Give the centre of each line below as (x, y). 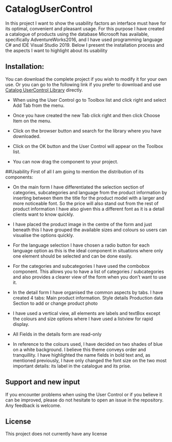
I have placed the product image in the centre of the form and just (82, 224)
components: (19, 177)
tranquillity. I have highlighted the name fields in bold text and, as (81, 355)
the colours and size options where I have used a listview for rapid (83, 319)
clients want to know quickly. (43, 214)
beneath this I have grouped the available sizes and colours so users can (90, 230)
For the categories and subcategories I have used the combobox (81, 266)
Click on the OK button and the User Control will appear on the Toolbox (88, 146)
